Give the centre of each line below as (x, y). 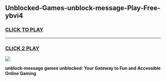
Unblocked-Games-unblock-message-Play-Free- (83, 8)
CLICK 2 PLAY (22, 48)
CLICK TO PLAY (24, 30)
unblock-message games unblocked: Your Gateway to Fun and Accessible (83, 68)
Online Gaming (21, 73)
